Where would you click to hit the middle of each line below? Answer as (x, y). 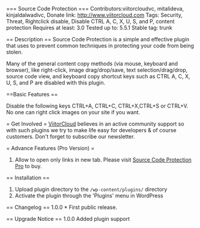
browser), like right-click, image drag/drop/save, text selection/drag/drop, (97, 70)
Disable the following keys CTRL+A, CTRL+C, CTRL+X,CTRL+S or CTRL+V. (97, 106)
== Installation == (28, 178)
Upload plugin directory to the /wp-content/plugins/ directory (91, 189)
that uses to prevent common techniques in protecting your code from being (100, 45)
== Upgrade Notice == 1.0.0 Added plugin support (68, 219)
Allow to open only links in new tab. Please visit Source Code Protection (103, 160)
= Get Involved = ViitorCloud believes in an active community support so (95, 124)
